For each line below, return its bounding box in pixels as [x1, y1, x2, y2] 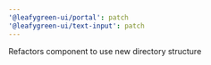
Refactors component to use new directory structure [8, 45, 202, 56]
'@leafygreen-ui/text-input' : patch [8, 21, 145, 30]
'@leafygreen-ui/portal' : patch [8, 12, 129, 22]
